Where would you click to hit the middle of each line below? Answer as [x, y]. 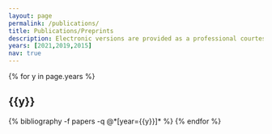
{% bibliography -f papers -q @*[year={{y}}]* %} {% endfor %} [115, 121]
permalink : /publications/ [54, 23]
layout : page [30, 16]
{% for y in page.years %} [52, 76]
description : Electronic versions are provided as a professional [123, 38]
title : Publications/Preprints [61, 31]
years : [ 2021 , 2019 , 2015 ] [50, 46]
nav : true [25, 53]
